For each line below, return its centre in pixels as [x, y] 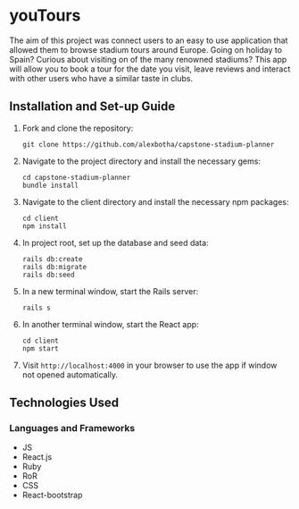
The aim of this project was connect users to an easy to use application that [149, 40]
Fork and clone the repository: [78, 128]
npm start [41, 348]
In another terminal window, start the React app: [110, 324]
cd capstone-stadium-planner [76, 177]
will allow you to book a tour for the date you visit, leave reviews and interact [150, 69]
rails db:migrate [54, 267]
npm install [44, 226]
